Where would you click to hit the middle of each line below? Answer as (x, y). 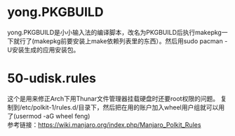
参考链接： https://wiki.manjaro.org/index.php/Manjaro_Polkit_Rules (104, 124)
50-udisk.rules (52, 78)
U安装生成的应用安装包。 (43, 50)
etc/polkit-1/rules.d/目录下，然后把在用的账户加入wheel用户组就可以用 (123, 107)
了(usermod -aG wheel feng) (49, 116)
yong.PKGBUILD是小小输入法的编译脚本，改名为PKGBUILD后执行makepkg (115, 32)
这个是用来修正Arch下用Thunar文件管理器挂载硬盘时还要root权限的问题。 (113, 98)
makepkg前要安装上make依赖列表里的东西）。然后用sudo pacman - (131, 41)
